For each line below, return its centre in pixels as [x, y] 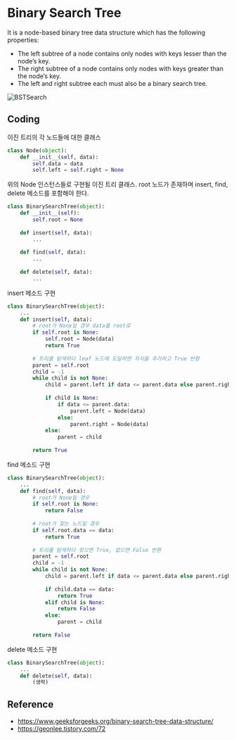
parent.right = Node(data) [110, 424]
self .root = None [58, 220]
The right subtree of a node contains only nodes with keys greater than [120, 68]
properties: [23, 39]
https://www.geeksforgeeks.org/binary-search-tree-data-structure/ [115, 721]
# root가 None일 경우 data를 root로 [82, 326]
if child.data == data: [79, 589]
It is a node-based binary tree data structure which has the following [106, 32]
